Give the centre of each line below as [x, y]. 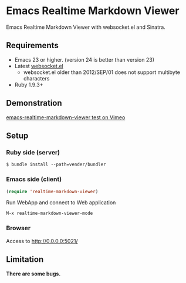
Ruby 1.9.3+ [29, 85]
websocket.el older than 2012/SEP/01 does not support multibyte [102, 72]
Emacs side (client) [34, 179]
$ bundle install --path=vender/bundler [56, 165]
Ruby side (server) [33, 152]
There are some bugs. [33, 274]
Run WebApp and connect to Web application [61, 203]
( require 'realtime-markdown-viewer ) [52, 191]
